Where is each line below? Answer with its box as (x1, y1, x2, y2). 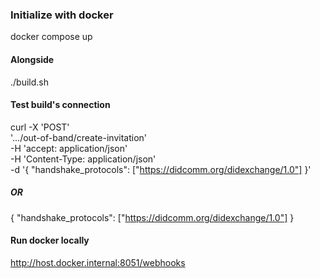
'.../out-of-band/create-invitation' (10, 131, 147, 143)
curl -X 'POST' (10, 121, 70, 133)
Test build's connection (10, 99, 111, 111)
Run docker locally (10, 234, 90, 247)
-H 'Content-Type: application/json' (10, 153, 157, 165)
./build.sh (10, 76, 49, 88)
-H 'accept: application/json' (10, 142, 128, 154)
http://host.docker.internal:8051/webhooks (10, 256, 186, 268)
